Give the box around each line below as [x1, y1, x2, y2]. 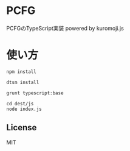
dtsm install [6, 79, 39, 85]
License [6, 122, 37, 133]
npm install [6, 68, 36, 75]
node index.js [6, 106, 43, 112]
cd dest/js [6, 100, 34, 107]
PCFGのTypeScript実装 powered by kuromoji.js [6, 24, 125, 32]
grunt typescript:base [6, 90, 64, 96]
